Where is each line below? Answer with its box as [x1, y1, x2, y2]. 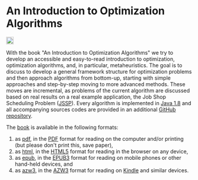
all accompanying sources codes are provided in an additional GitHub [6, 106, 176, 113]
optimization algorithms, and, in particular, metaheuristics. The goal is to [6, 61, 183, 69]
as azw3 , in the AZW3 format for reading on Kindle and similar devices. [14, 166, 189, 173]
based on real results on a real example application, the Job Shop [6, 93, 167, 100]
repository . [6, 112, 33, 119]
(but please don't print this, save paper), [14, 141, 114, 149]
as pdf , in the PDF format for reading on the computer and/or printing [14, 135, 184, 142]
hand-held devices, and [14, 160, 73, 168]
